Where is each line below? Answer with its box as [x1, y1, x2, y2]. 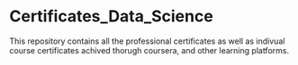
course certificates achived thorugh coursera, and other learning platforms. [9, 45, 290, 55]
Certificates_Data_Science [9, 6, 213, 27]
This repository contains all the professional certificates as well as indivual [9, 36, 285, 46]
